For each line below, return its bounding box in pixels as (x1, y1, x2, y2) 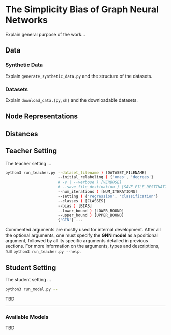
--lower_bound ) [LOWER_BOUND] (58, 208, 124, 213)
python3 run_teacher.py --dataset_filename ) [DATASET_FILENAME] (5, 170, 147, 175)
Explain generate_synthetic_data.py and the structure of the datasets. (5, 73, 153, 79)
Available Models (5, 313, 49, 320)
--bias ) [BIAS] (58, 203, 93, 209)
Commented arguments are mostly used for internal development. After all (5, 227, 161, 233)
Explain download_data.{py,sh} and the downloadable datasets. (5, 97, 138, 103)
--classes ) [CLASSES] (58, 198, 106, 203)
